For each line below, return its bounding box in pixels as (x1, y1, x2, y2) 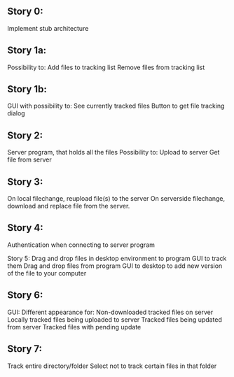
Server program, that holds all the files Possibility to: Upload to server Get (7, 148, 220, 157)
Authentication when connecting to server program (7, 241, 156, 249)
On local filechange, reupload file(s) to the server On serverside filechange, (7, 194, 226, 203)
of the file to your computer (7, 269, 87, 277)
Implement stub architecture (7, 24, 89, 32)
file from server (7, 155, 52, 164)
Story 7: (7, 343, 43, 355)
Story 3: (7, 176, 43, 187)
